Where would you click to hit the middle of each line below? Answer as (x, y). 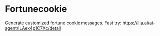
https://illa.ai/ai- (139, 23)
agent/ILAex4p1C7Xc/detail (33, 28)
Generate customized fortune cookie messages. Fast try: (63, 23)
